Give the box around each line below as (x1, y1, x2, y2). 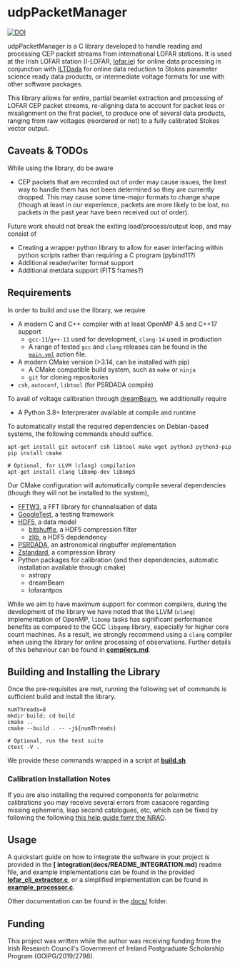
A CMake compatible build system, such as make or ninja (28, 365, 196, 374)
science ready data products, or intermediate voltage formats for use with (7, 72, 225, 81)
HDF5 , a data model (17, 517, 76, 526)
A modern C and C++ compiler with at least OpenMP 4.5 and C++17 (17, 319, 218, 328)
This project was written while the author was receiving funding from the (7, 937, 221, 946)
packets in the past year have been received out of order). (17, 208, 189, 217)
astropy (28, 570, 51, 579)
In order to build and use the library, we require (7, 305, 146, 314)
